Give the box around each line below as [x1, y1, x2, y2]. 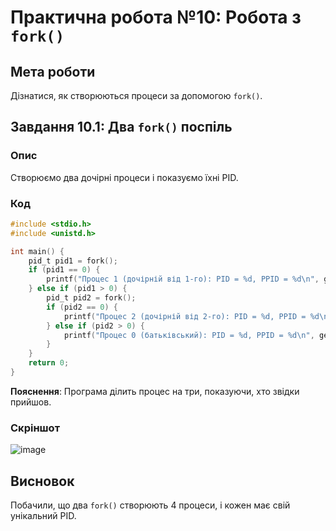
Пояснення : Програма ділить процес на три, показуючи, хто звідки [10, 385, 300, 397]
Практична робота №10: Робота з [10, 6, 302, 29]
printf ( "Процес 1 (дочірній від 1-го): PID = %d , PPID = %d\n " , [46, 274, 320, 285]
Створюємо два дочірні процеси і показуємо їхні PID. [10, 171, 239, 183]
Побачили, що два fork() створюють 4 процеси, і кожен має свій [10, 499, 291, 511]
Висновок [10, 472, 75, 490]
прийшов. [10, 396, 52, 408]
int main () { [10, 246, 65, 256]
